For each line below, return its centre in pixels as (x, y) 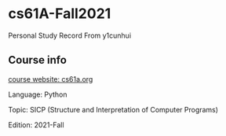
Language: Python (38, 94)
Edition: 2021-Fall (36, 125)
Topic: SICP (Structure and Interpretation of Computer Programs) (113, 109)
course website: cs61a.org (51, 79)
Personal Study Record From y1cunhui (70, 35)
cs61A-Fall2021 (60, 14)
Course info (37, 60)
